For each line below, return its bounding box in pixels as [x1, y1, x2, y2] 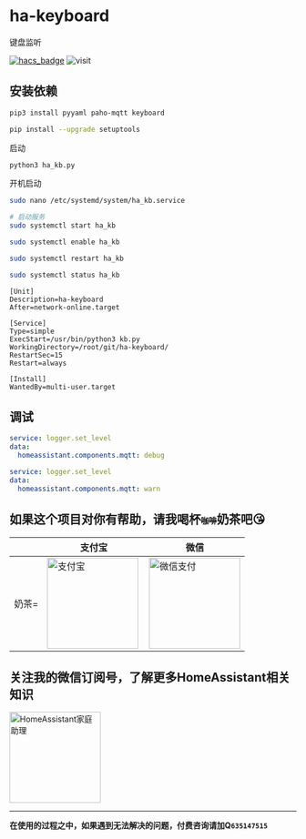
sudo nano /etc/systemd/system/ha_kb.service [9, 197, 185, 206]
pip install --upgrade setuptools [9, 125, 141, 134]
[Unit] [9, 287, 35, 296]
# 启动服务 [9, 213, 46, 222]
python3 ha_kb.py [9, 160, 76, 169]
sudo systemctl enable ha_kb [9, 238, 120, 247]
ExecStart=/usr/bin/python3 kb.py [9, 334, 141, 344]
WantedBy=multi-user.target [9, 382, 117, 391]
